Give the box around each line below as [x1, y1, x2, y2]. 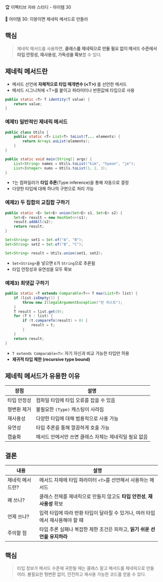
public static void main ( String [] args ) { [5, 156, 92, 162]
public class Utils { [5, 130, 49, 135]
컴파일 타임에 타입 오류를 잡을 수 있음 [35, 397, 115, 404]
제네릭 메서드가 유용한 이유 [5, 372, 80, 380]
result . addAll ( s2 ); [14, 220, 53, 225]
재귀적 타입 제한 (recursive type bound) [12, 356, 91, 362]
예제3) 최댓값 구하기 [5, 280, 49, 286]
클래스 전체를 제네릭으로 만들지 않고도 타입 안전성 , [39, 493, 147, 500]
